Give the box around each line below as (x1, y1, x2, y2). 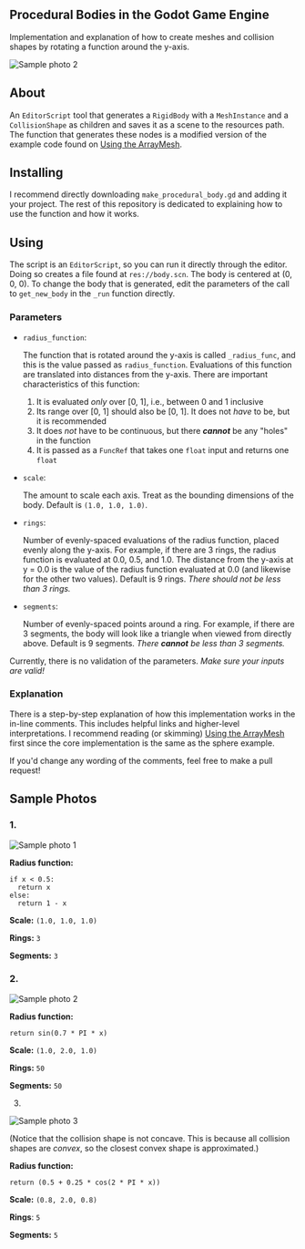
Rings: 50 (9, 1062, 46, 1073)
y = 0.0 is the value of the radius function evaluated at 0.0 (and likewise (22, 563, 291, 574)
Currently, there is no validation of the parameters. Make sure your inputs (9, 655, 285, 666)
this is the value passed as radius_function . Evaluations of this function (22, 359, 293, 370)
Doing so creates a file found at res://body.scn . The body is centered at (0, (9, 269, 293, 280)
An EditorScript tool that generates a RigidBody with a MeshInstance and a (9, 109, 289, 120)
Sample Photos (9, 791, 97, 807)
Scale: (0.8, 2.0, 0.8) (9, 1193, 97, 1204)
